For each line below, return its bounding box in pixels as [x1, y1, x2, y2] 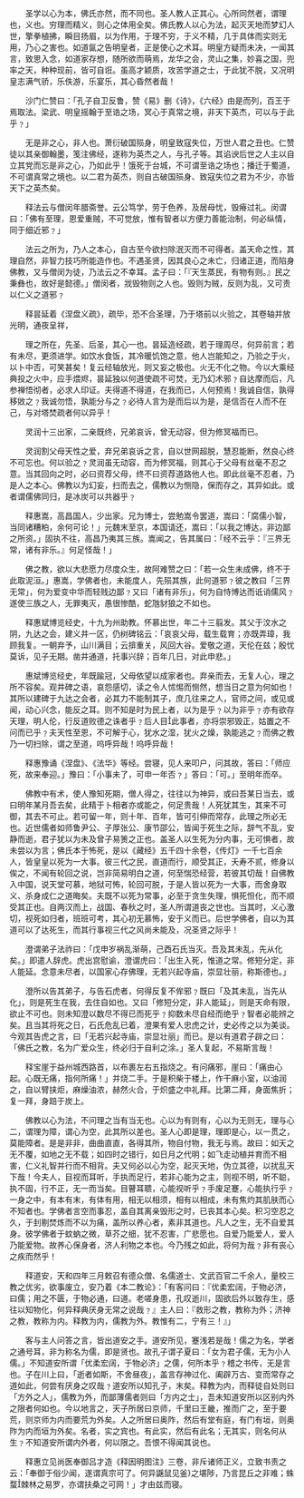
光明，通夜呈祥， [9, 320, 73, 330]
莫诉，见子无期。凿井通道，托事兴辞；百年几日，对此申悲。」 [9, 651, 235, 661]
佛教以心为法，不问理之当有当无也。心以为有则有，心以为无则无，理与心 [24, 1115, 295, 1125]
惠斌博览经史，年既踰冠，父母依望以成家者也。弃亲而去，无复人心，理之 [24, 671, 295, 680]
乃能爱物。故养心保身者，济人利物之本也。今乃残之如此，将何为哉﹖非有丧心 [9, 1239, 295, 1250]
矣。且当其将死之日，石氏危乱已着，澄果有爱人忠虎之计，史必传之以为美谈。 [9, 1020, 295, 1030]
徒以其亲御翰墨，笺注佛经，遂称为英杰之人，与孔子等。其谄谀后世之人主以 [9, 149, 287, 159]
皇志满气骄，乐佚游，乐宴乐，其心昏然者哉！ [9, 76, 176, 86]
